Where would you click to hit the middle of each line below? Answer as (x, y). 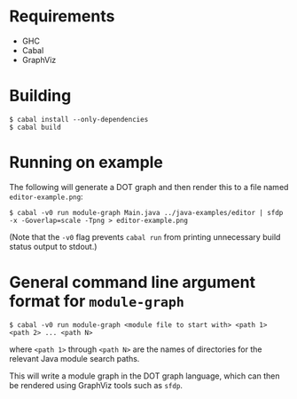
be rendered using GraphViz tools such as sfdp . (96, 385)
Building (40, 96)
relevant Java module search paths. (74, 358)
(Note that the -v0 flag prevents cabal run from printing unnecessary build (145, 236)
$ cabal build (35, 127)
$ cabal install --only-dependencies (79, 119)
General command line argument (132, 283)
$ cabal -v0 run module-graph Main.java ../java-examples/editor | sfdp (146, 212)
